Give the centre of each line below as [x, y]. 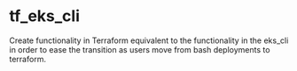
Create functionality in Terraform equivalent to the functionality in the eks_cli [149, 40]
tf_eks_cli [45, 16]
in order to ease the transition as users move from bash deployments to [140, 49]
